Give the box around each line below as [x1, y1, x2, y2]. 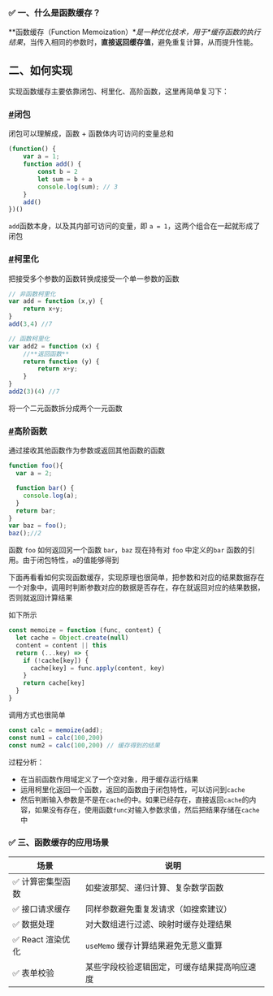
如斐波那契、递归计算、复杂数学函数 [84, 881, 224, 893]
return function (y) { [23, 357, 100, 366]
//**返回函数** [23, 349, 70, 358]
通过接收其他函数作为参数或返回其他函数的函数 [8, 445, 165, 456]
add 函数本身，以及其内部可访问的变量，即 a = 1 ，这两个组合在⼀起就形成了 [8, 221, 261, 231]
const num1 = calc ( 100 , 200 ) [8, 734, 104, 742]
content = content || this [15, 641, 107, 649]
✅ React [12, 933, 44, 945]
